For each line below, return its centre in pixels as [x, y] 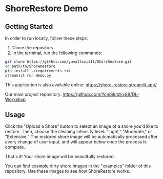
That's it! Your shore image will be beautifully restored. [60, 157]
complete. [15, 147]
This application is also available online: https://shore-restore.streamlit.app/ [81, 85]
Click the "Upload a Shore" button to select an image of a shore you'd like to [82, 126]
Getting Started [29, 27]
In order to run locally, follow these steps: [47, 38]
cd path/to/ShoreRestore [30, 66]
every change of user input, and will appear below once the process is [76, 142]
